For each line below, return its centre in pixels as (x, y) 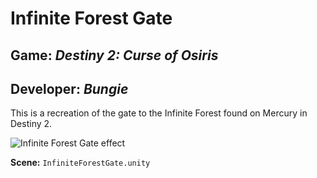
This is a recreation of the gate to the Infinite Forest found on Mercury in (159, 113)
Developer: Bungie (69, 88)
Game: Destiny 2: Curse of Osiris (114, 55)
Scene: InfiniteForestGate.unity (80, 163)
